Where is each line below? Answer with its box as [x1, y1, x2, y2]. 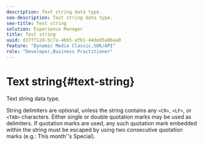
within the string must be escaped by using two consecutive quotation [6, 126, 183, 133]
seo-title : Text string [6, 20, 67, 26]
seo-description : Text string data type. [6, 15, 113, 21]
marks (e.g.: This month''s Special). [6, 132, 96, 140]
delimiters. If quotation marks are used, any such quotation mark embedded [6, 119, 197, 127]
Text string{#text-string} [6, 74, 135, 88]
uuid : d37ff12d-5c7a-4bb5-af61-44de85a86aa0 [6, 37, 121, 43]
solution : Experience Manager [6, 26, 84, 32]
